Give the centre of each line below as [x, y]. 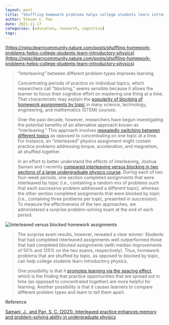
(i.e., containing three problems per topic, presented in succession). [88, 199]
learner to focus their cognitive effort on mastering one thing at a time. [90, 94]
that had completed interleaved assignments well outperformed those [90, 240]
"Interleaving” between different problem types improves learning [86, 73]
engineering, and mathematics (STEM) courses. [67, 110]
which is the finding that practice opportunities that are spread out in [89, 276]
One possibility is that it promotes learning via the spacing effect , [85, 271]
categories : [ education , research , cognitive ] [55, 29]
